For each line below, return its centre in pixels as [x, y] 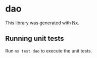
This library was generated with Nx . [42, 23]
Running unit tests [35, 39]
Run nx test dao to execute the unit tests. [49, 50]
